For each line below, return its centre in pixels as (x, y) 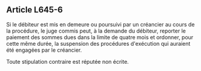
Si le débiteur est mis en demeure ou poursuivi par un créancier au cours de (100, 24)
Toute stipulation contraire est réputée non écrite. (68, 61)
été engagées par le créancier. (44, 50)
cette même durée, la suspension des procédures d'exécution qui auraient (98, 43)
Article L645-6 (35, 10)
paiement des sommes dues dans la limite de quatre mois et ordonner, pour (100, 37)
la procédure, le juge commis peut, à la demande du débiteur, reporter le (96, 31)
